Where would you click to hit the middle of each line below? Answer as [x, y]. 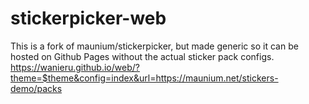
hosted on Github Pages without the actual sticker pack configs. [142, 56]
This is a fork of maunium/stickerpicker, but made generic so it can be [154, 46]
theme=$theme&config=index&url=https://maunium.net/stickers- [144, 78]
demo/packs [36, 88]
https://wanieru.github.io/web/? [75, 67]
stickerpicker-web [88, 18]
